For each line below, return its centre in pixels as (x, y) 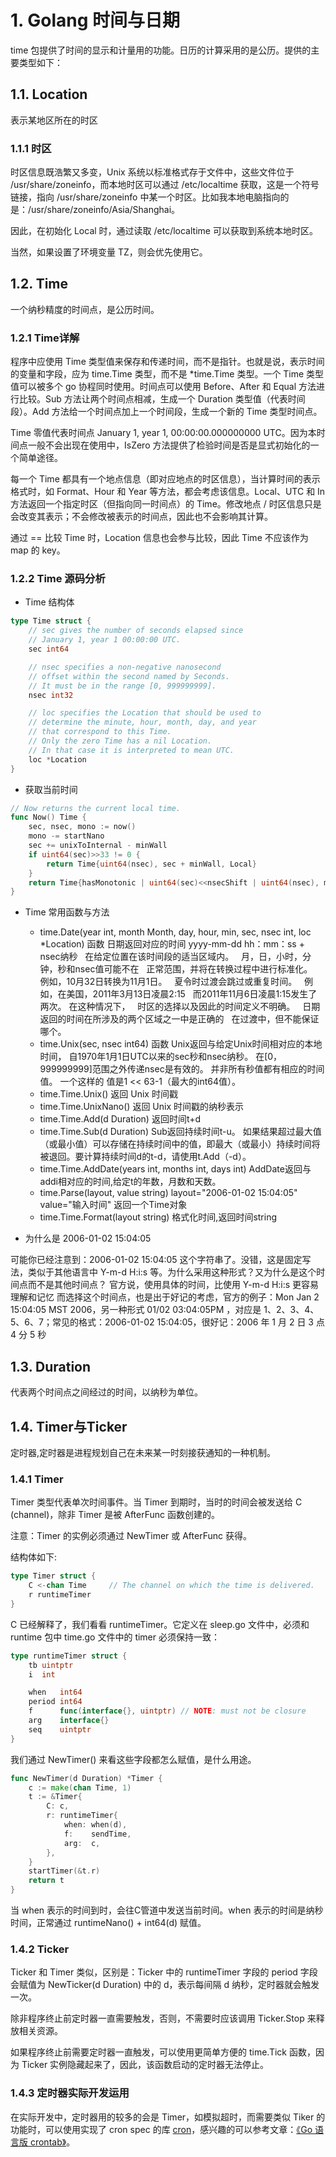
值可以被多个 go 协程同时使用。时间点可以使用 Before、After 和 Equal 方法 (163, 387)
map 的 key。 (38, 550)
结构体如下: (34, 1557)
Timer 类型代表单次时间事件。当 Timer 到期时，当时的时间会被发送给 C (156, 1502)
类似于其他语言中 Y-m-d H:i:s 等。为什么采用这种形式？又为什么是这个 (172, 1272)
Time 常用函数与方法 (67, 912)
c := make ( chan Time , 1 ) (80, 1787)
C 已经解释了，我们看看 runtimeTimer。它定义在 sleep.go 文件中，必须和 (160, 1624)
